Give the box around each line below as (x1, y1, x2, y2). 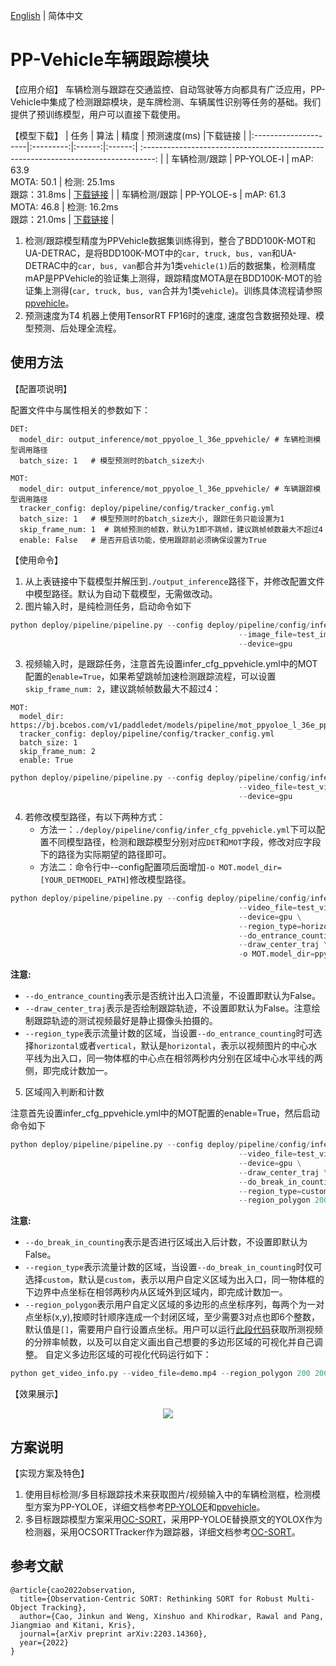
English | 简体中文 (10, 10, 84, 21)
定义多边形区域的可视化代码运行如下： (53, 1349, 212, 1361)
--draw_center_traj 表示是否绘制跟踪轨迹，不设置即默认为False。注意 (24, 1002, 312, 1014)
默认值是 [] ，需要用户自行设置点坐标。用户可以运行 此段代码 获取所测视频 (24, 1324, 324, 1336)
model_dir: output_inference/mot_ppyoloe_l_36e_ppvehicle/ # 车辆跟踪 (19, 484, 314, 494)
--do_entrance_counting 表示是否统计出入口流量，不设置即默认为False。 (24, 990, 322, 1002)
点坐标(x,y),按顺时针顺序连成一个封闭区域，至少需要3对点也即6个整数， (24, 1311, 320, 1323)
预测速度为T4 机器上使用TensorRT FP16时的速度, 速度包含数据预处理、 (24, 309, 317, 321)
